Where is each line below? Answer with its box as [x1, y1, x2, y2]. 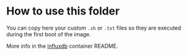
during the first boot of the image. [6, 30, 91, 37]
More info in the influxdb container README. [6, 42, 118, 50]
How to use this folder [6, 4, 120, 18]
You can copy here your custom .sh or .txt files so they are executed [6, 24, 182, 31]
